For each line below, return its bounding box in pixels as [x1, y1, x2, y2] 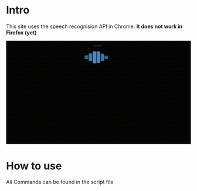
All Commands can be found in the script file [6, 179, 114, 186]
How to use [6, 159, 62, 172]
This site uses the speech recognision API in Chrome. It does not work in [6, 23, 183, 30]
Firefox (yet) [6, 29, 37, 36]
